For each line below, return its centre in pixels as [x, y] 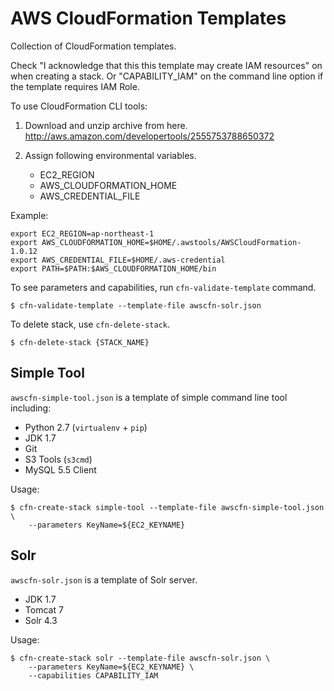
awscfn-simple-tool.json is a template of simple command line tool [149, 397]
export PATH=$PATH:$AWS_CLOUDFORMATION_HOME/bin [113, 268]
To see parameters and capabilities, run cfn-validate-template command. [163, 287]
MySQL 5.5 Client [60, 469]
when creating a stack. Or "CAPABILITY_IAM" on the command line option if [167, 76]
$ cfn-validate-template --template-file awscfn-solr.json [136, 305]
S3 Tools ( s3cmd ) [58, 459]
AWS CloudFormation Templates [148, 18]
